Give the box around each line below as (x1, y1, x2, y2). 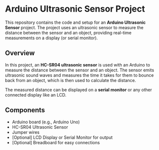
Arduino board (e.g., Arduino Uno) (12, 119, 80, 125)
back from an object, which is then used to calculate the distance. (5, 77, 136, 83)
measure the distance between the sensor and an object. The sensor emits (5, 67, 155, 73)
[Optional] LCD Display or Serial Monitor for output (12, 134, 113, 140)
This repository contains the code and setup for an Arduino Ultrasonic (5, 19, 146, 25)
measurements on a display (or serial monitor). (5, 35, 98, 41)
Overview (5, 49, 35, 57)
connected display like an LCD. (5, 92, 67, 98)
